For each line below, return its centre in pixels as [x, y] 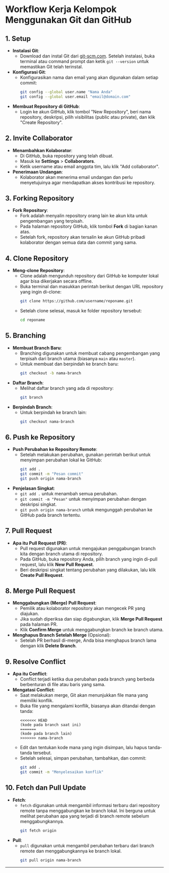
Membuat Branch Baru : [37, 348]
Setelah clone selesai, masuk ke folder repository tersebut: [81, 311]
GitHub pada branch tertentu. [51, 515]
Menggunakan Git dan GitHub [68, 20]
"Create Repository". [41, 122]
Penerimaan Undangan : [38, 172]
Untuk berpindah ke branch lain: [53, 412]
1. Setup [18, 39]
